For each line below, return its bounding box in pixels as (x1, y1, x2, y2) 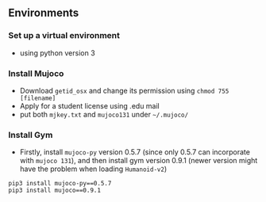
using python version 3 (19, 48, 95, 58)
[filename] (19, 94, 56, 102)
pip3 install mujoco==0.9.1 (8, 186, 102, 195)
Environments (8, 6, 79, 20)
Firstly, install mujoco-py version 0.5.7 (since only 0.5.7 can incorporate (19, 147, 250, 157)
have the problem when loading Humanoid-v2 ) (19, 164, 168, 173)
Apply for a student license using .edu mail (19, 101, 160, 110)
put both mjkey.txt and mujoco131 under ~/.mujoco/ (19, 109, 189, 119)
